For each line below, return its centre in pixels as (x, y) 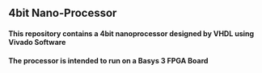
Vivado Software (37, 42)
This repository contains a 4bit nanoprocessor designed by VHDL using (131, 33)
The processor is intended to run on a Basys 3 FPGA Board (108, 60)
